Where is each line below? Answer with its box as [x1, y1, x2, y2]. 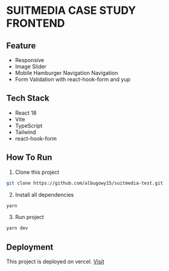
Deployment [6, 242, 54, 252]
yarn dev [6, 225, 28, 231]
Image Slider [14, 63, 47, 70]
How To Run [6, 152, 53, 163]
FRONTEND [6, 16, 65, 30]
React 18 [14, 109, 37, 116]
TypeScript [14, 122, 43, 129]
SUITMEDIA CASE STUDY [6, 4, 136, 18]
